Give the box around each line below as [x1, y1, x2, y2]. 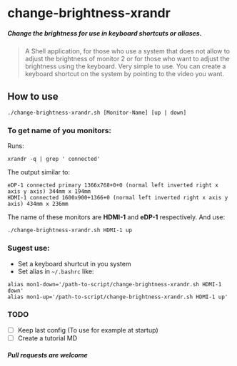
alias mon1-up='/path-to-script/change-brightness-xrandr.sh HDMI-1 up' [7, 293, 228, 300]
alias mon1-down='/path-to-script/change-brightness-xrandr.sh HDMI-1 [7, 281, 222, 288]
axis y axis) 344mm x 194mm [7, 188, 91, 195]
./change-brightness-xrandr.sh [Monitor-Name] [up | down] [7, 109, 187, 116]
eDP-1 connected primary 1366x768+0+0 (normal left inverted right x [7, 182, 219, 189]
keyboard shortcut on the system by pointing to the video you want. [24, 70, 225, 78]
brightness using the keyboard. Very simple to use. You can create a [24, 62, 226, 70]
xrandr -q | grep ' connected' [7, 155, 101, 163]
